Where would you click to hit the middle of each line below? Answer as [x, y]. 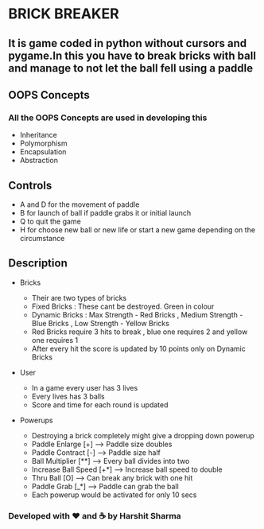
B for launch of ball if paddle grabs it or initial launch [105, 213]
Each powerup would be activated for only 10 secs [114, 495]
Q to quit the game [50, 222]
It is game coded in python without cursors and [128, 43]
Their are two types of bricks [79, 298]
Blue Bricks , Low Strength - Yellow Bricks [100, 323]
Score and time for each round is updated [100, 405]
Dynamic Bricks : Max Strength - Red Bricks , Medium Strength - [137, 314]
